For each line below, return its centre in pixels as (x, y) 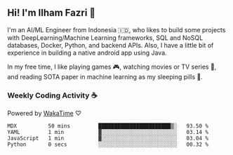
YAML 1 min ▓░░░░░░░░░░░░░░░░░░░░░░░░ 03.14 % (108, 133)
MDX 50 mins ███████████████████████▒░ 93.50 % (108, 126)
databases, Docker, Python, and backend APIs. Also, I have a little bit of (111, 45)
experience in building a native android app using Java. (87, 53)
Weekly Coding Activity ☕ (52, 95)
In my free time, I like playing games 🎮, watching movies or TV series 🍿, (112, 67)
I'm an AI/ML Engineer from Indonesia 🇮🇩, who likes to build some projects (116, 29)
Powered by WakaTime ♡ (45, 114)
